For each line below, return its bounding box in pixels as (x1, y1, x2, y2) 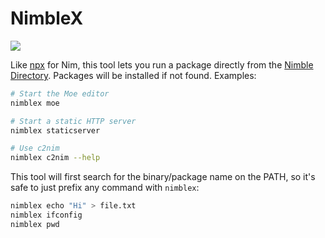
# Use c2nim (10, 143, 60, 154)
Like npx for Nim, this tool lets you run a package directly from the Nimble (10, 58, 314, 71)
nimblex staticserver (10, 125, 101, 136)
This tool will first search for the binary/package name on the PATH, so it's (10, 171, 316, 183)
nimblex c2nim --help (10, 153, 101, 163)
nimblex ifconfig (10, 210, 83, 221)
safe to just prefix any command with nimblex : (10, 182, 200, 194)
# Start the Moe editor (10, 88, 110, 99)
